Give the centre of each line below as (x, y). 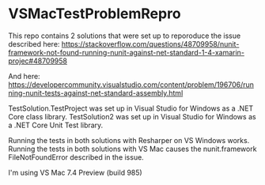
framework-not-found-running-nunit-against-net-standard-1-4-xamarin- (127, 52)
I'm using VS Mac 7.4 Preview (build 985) (75, 172)
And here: (25, 76)
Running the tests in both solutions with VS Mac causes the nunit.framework (132, 149)
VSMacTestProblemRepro (95, 14)
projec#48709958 (38, 61)
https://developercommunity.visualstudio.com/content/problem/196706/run (131, 85)
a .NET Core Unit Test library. (56, 125)
